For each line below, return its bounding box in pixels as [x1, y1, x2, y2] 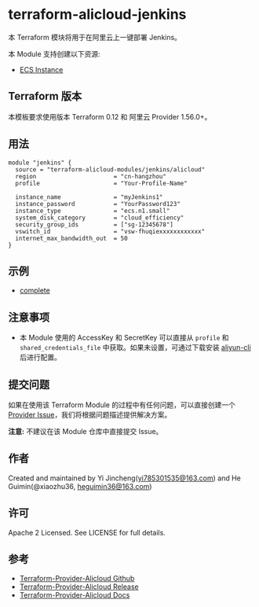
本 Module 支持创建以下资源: [8, 49, 100, 58]
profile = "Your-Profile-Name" [15, 179, 188, 187]
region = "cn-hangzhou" [15, 172, 167, 180]
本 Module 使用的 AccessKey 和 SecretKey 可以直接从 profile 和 [19, 333, 229, 343]
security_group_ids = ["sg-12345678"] [15, 220, 174, 229]
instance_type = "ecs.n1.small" [15, 207, 170, 215]
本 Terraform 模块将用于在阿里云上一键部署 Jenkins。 [8, 32, 182, 42]
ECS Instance [19, 64, 64, 74]
